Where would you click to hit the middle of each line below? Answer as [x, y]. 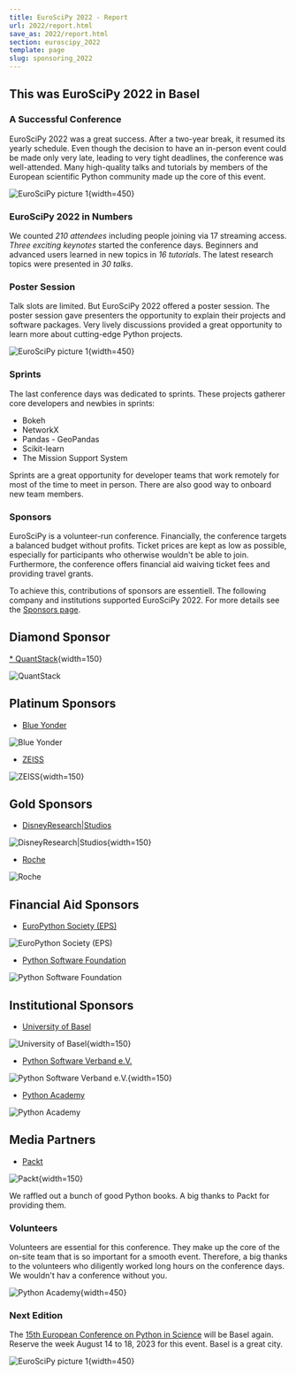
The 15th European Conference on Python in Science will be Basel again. [141, 1335]
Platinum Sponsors [63, 704]
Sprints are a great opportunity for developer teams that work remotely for [144, 475]
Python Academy [53, 1095]
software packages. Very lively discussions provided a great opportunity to [146, 325]
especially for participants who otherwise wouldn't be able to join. [129, 555]
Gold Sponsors [51, 804]
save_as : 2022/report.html [59, 34]
